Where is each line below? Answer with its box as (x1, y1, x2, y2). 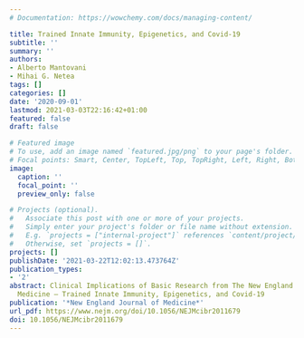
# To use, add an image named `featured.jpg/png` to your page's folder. (9, 147, 294, 157)
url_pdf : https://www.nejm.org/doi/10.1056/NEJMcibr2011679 (9, 306, 242, 315)
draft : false (9, 122, 59, 131)
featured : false (9, 114, 71, 123)
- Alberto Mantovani (9, 63, 88, 72)
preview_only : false (17, 189, 95, 198)
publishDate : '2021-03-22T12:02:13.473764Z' (9, 256, 180, 266)
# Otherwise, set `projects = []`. (9, 239, 152, 248)
